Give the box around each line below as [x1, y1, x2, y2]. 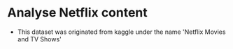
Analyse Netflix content [7, 5, 148, 21]
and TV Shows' [17, 35, 62, 43]
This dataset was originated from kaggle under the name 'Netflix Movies [17, 28, 226, 36]
